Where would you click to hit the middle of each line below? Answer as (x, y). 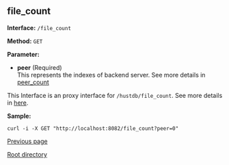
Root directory (27, 154)
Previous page (27, 141)
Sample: (19, 116)
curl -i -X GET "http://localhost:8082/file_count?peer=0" (93, 128)
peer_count (33, 82)
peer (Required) (40, 67)
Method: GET (25, 41)
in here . (18, 103)
